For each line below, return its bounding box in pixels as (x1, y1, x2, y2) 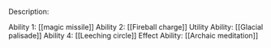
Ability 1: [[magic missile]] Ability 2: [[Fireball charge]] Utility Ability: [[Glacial (8, 22, 264, 31)
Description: (8, 7, 49, 16)
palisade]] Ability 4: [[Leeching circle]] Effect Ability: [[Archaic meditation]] (8, 31, 259, 40)
